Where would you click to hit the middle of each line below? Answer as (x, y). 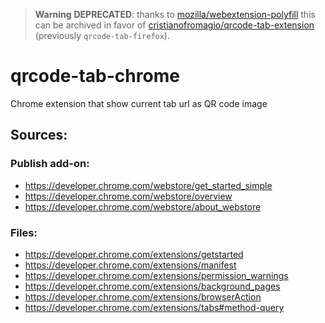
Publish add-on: (50, 164)
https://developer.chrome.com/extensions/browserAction (143, 296)
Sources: (39, 135)
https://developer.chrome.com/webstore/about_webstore (143, 206)
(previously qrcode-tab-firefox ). (102, 35)
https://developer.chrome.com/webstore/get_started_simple (148, 185)
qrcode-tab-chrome (95, 76)
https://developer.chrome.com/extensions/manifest (130, 265)
